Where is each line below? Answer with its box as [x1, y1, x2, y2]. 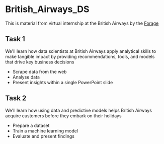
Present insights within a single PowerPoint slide [12, 79, 113, 85]
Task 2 [5, 94, 27, 103]
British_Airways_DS [5, 4, 90, 15]
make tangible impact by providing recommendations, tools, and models [5, 53, 155, 59]
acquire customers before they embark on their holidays [5, 112, 122, 119]
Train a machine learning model [12, 127, 78, 134]
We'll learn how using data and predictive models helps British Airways [5, 107, 152, 113]
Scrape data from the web [12, 68, 67, 75]
